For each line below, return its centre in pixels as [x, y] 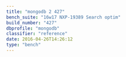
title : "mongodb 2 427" [36, 12]
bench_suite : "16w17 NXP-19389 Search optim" [63, 17]
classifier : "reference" [37, 34]
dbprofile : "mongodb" [33, 28]
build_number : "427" [32, 23]
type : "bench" [24, 45]
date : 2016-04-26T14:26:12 [40, 39]
